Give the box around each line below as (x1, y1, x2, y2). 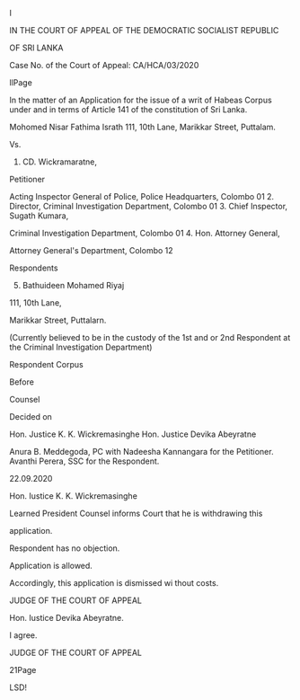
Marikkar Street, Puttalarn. (9, 315, 107, 325)
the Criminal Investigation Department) (9, 341, 153, 352)
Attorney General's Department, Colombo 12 (9, 245, 173, 255)
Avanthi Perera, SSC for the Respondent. (9, 456, 160, 466)
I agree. (9, 630, 38, 641)
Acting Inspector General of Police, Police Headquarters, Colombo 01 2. (9, 191, 275, 201)
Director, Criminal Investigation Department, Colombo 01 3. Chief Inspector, (9, 201, 288, 211)
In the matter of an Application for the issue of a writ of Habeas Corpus (9, 94, 272, 105)
